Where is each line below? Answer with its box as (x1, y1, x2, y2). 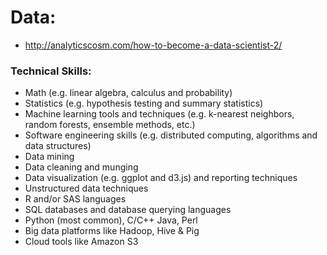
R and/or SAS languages (24, 193, 127, 205)
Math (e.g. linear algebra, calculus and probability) (24, 87, 233, 99)
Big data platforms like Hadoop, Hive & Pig (24, 225, 200, 237)
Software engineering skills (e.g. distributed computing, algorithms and (24, 129, 318, 141)
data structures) (24, 140, 92, 152)
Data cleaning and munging (24, 161, 139, 173)
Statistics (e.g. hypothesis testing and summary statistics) (24, 97, 264, 110)
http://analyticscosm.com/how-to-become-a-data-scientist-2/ (24, 39, 283, 51)
